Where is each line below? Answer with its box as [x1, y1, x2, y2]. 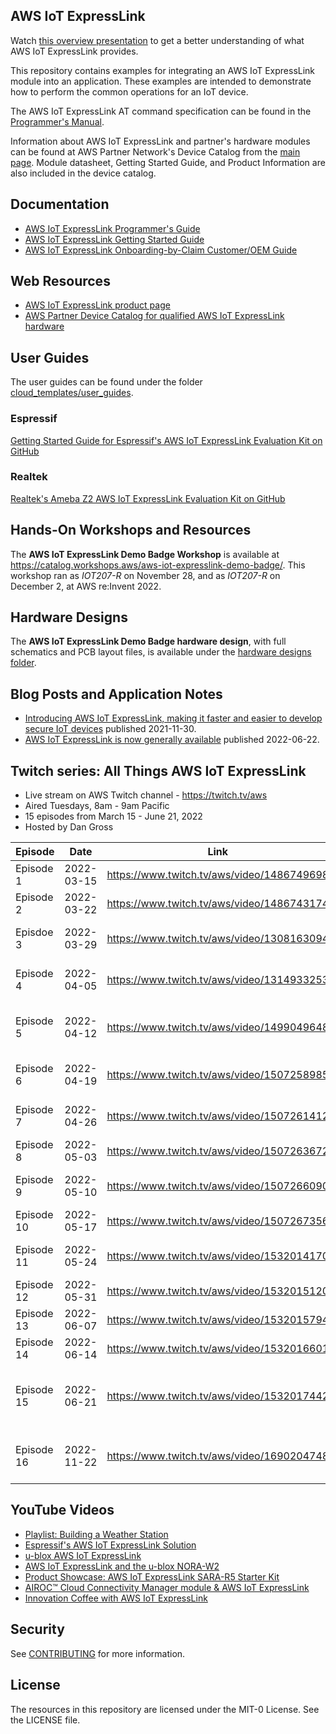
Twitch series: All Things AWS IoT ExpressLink [10, 762, 307, 779]
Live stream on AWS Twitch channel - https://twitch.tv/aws [24, 789, 268, 801]
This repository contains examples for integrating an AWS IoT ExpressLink [10, 64, 316, 76]
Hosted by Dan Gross [24, 821, 114, 833]
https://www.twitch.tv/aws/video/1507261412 [106, 1109, 330, 1123]
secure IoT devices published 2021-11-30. [24, 723, 197, 735]
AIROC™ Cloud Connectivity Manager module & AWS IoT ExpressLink [24, 1581, 310, 1593]
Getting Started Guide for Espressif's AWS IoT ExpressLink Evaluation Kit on [10, 434, 323, 446]
